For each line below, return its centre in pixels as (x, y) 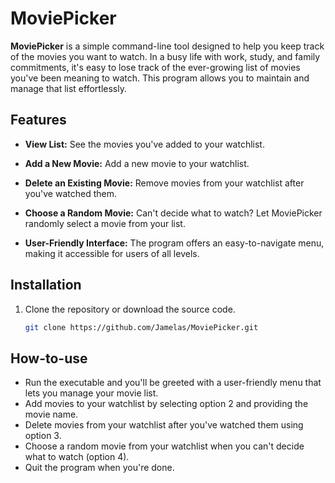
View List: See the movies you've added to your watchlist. (144, 144)
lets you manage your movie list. (91, 393)
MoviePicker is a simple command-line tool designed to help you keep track (167, 46)
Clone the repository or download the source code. (130, 309)
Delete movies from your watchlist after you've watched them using (164, 425)
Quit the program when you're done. (99, 468)
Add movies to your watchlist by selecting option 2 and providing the (166, 404)
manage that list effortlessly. (68, 88)
